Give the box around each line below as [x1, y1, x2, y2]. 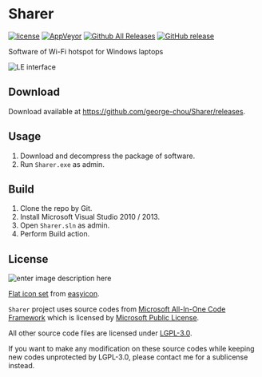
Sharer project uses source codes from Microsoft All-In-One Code [8, 304, 226, 314]
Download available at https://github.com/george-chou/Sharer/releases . [8, 106, 246, 116]
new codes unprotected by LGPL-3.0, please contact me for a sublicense [8, 352, 248, 362]
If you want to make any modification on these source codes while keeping [8, 344, 255, 354]
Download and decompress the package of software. [19, 151, 196, 161]
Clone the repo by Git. [19, 204, 93, 213]
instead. [8, 361, 35, 371]
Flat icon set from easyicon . [8, 289, 100, 299]
